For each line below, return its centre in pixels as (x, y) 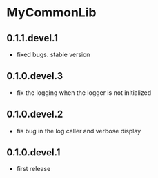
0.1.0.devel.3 (35, 76)
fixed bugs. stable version (53, 54)
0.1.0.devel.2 (35, 114)
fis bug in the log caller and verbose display (79, 131)
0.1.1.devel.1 (32, 38)
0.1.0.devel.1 (33, 153)
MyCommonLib (51, 13)
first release (33, 169)
